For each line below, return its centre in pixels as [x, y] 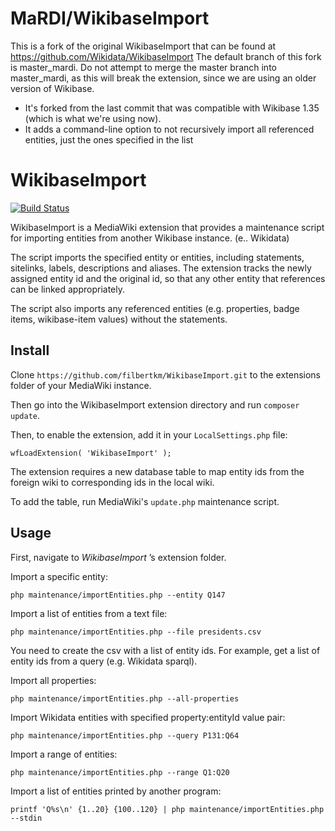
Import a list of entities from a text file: [89, 613]
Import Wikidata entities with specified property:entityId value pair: [148, 717]
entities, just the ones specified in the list [109, 139]
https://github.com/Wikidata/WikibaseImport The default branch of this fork [166, 56]
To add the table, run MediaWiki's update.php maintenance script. [145, 501]
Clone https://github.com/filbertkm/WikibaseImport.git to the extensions [166, 374]
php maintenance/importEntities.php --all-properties [125, 698]
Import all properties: [53, 680]
